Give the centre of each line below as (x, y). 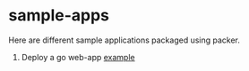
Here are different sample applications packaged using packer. (124, 40)
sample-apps (59, 16)
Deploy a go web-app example (78, 57)
